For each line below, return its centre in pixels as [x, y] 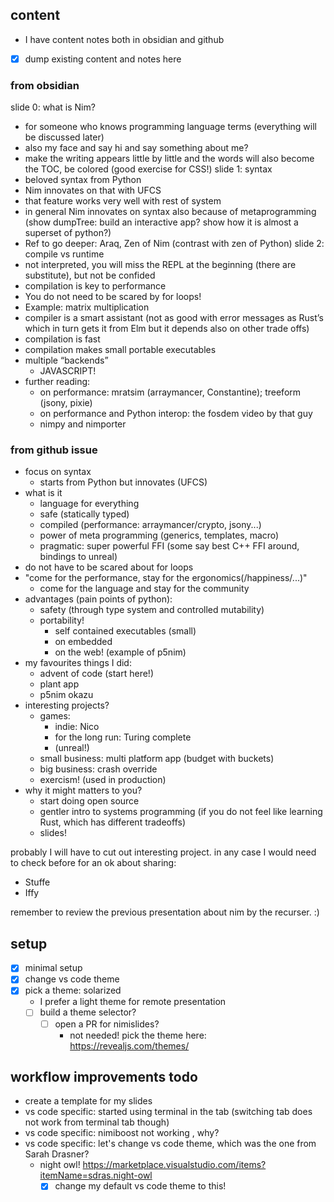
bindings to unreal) [78, 557]
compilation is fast [62, 339]
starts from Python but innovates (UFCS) [123, 482]
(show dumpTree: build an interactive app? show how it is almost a [161, 222]
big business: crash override [98, 769]
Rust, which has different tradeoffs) [112, 822]
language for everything [89, 504]
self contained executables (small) [125, 631]
